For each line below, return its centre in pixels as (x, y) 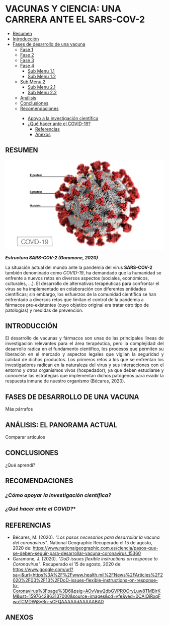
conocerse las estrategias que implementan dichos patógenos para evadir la (84, 376)
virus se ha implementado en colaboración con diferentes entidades (76, 289)
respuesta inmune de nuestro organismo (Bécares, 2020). (65, 381)
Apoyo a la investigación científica (63, 118)
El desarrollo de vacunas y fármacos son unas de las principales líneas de (84, 338)
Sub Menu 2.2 (42, 92)
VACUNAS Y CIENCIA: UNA (63, 9)
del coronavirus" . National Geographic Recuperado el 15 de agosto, (82, 542)
